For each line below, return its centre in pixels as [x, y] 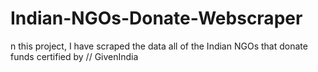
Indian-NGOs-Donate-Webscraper [156, 18]
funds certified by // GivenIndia [74, 56]
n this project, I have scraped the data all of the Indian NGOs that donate [159, 46]
